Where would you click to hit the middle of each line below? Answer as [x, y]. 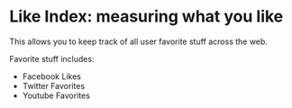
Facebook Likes [51, 76]
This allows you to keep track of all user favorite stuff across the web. [139, 41]
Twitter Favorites [54, 85]
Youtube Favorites [56, 95]
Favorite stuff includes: [52, 58]
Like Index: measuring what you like [146, 17]
